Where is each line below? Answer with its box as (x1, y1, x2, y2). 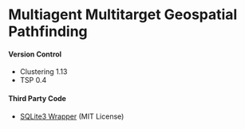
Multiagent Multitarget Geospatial (8, 6, 238, 24)
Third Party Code (8, 93, 66, 103)
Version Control (8, 49, 62, 59)
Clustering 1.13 (19, 67, 68, 76)
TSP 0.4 (19, 76, 47, 85)
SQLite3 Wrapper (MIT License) (19, 111, 124, 121)
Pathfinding (8, 22, 88, 41)
